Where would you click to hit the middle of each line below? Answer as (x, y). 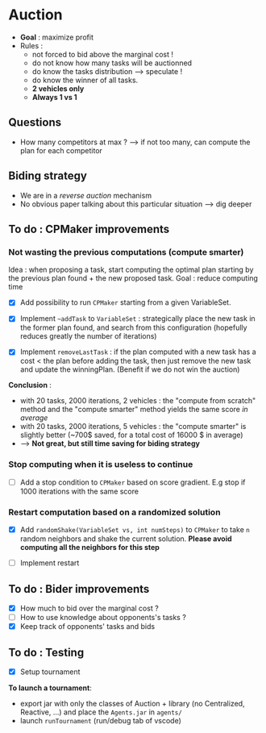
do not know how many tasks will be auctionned (112, 63)
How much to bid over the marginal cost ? (89, 608)
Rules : (31, 45)
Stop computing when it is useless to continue (101, 464)
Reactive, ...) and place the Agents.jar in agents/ (101, 712)
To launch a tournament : (50, 688)
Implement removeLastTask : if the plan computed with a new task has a (138, 352)
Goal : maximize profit (57, 37)
